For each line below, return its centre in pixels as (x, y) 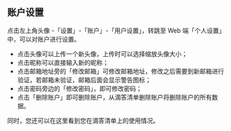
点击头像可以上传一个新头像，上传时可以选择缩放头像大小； (102, 53)
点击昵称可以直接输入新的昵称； (63, 62)
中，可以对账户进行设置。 (44, 39)
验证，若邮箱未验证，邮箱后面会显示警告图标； (84, 80)
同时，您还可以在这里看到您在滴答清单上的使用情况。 (83, 121)
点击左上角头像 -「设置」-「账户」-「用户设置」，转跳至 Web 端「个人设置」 (116, 30)
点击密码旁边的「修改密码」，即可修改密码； (79, 88)
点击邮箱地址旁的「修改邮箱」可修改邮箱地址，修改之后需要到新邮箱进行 (120, 71)
